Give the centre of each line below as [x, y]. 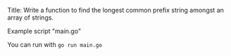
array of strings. [31, 17]
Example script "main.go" [44, 31]
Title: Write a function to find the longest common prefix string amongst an [115, 10]
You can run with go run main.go [55, 44]
